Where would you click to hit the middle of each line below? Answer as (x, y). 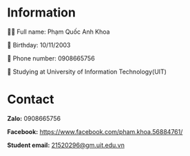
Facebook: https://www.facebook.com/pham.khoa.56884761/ (95, 131)
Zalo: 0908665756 (34, 118)
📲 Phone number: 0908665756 (51, 58)
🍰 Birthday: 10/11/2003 (39, 45)
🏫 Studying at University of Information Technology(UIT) (87, 71)
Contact (31, 99)
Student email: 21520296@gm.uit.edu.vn (66, 145)
